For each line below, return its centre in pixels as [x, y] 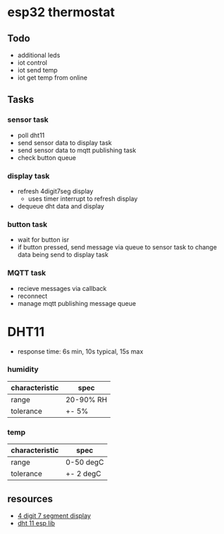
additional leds [39, 55]
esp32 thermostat [61, 12]
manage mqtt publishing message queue [76, 303]
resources [30, 498]
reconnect [32, 296]
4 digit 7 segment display [54, 516]
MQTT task [27, 273]
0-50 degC [85, 462]
